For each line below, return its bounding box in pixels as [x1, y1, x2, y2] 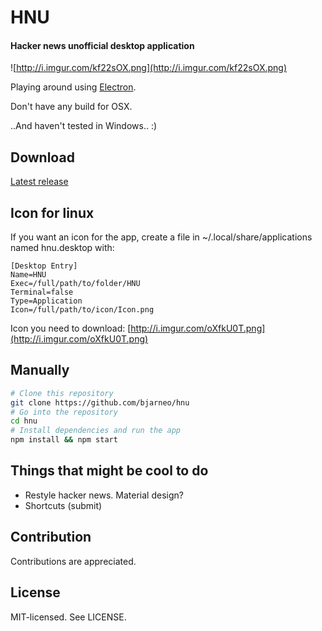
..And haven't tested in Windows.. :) [10, 120, 158, 132]
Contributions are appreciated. [10, 555, 137, 567]
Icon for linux [10, 204, 95, 221]
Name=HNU [10, 270, 47, 280]
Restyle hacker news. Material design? [24, 489, 184, 501]
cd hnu [10, 416, 38, 426]
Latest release [10, 176, 69, 188]
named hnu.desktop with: [10, 242, 115, 254]
